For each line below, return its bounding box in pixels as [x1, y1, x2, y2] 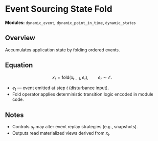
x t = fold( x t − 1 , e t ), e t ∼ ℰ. [52, 74, 113, 81]
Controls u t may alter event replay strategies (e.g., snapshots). [12, 123, 138, 131]
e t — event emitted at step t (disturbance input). [12, 85, 109, 92]
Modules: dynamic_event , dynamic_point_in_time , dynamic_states [5, 20, 136, 25]
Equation [5, 61, 33, 70]
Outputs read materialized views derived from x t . [12, 130, 111, 137]
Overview [5, 34, 36, 42]
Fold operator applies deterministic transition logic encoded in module [12, 92, 154, 97]
